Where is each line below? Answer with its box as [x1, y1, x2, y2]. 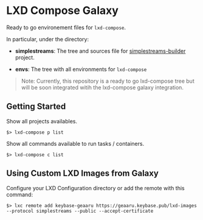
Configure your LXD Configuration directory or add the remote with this [6, 184, 185, 191]
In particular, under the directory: [6, 35, 89, 43]
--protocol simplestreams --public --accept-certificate [6, 208, 154, 214]
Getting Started [6, 101, 66, 112]
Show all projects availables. [6, 117, 78, 125]
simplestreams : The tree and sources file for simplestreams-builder [15, 47, 186, 55]
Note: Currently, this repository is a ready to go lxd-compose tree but [21, 77, 194, 84]
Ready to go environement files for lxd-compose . [6, 24, 126, 31]
